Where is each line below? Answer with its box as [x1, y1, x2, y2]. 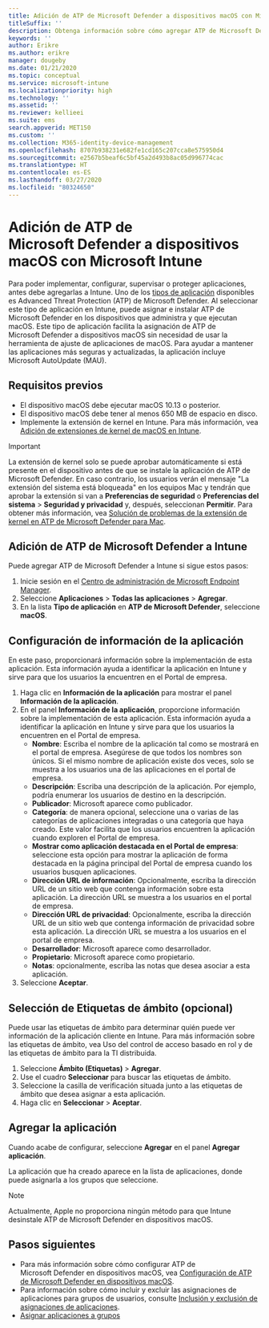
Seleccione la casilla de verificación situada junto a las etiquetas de [19, 1081, 243, 1090]
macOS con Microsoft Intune [8, 252, 203, 270]
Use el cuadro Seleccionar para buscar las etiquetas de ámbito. [19, 1072, 231, 1082]
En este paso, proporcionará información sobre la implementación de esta [8, 655, 252, 665]
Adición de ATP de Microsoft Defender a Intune [8, 540, 248, 553]
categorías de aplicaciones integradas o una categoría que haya [31, 816, 244, 825]
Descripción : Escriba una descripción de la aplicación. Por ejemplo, [31, 782, 256, 792]
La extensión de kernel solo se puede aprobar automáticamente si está [8, 457, 243, 466]
